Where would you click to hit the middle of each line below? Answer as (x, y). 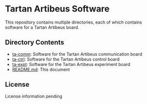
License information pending (34, 96)
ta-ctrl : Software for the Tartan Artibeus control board (66, 59)
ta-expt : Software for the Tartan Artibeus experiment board (71, 64)
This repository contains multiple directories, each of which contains (73, 22)
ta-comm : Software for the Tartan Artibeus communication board (77, 54)
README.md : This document (41, 69)
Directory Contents (35, 43)
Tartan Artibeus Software (57, 9)
